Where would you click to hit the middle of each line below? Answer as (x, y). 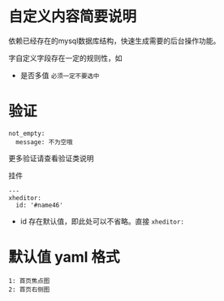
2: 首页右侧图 (29, 290)
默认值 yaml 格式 (64, 257)
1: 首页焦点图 (29, 281)
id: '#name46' (39, 205)
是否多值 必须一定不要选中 (60, 75)
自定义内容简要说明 (73, 17)
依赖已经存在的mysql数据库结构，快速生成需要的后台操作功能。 (114, 41)
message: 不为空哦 (44, 142)
